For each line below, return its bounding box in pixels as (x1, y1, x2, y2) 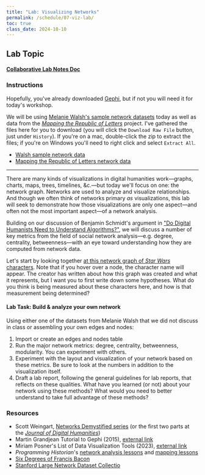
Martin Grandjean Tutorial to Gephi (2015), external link (15, 436, 154, 443)
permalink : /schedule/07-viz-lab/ (6, 15, 95, 21)
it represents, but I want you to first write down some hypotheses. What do (6, 276, 194, 284)
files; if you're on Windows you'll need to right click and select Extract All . (6, 139, 196, 147)
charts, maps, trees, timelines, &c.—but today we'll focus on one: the (6, 181, 179, 189)
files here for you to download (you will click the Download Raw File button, (6, 126, 194, 133)
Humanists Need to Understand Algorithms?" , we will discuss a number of (6, 225, 192, 233)
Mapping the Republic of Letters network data (15, 157, 131, 165)
